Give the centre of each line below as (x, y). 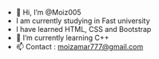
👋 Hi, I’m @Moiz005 (48, 12)
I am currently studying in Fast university (83, 21)
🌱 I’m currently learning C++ (62, 37)
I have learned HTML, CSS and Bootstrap (83, 29)
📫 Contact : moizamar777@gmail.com (79, 47)
